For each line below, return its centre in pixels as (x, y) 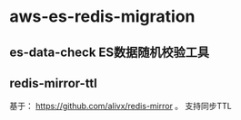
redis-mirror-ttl (54, 83)
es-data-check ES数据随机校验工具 (110, 52)
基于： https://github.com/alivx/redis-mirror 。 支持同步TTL (120, 106)
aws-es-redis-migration (102, 17)
